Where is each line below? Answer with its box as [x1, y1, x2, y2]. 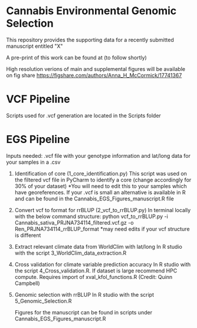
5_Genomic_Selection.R [14, 297, 72, 304]
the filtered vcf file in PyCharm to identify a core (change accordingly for [14, 176, 192, 183]
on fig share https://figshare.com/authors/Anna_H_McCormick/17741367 [6, 72, 182, 79]
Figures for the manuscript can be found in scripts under [14, 308, 152, 316]
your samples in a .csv [6, 158, 61, 165]
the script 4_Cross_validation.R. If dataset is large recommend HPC [14, 267, 178, 274]
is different [14, 232, 41, 239]
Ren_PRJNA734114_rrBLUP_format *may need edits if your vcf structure [14, 225, 190, 232]
